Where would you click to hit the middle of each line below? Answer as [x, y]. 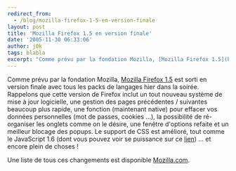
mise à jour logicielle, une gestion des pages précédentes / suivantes [107, 102]
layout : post [26, 27]
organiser [21, 124]
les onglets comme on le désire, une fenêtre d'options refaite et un [132, 124]
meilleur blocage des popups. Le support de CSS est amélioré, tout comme [116, 131]
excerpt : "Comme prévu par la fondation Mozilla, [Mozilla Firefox [108, 60]
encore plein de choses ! [43, 146]
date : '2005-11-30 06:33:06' [50, 40]
